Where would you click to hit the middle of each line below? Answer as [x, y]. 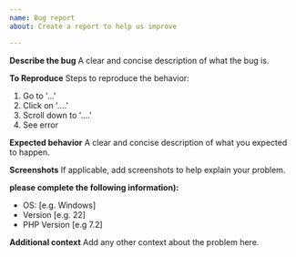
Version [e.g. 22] [54, 214]
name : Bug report [42, 18]
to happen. [30, 152]
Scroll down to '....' [57, 115]
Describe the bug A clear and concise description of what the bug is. [139, 60]
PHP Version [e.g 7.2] [62, 224]
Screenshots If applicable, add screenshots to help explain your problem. [148, 170]
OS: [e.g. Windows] [59, 205]
